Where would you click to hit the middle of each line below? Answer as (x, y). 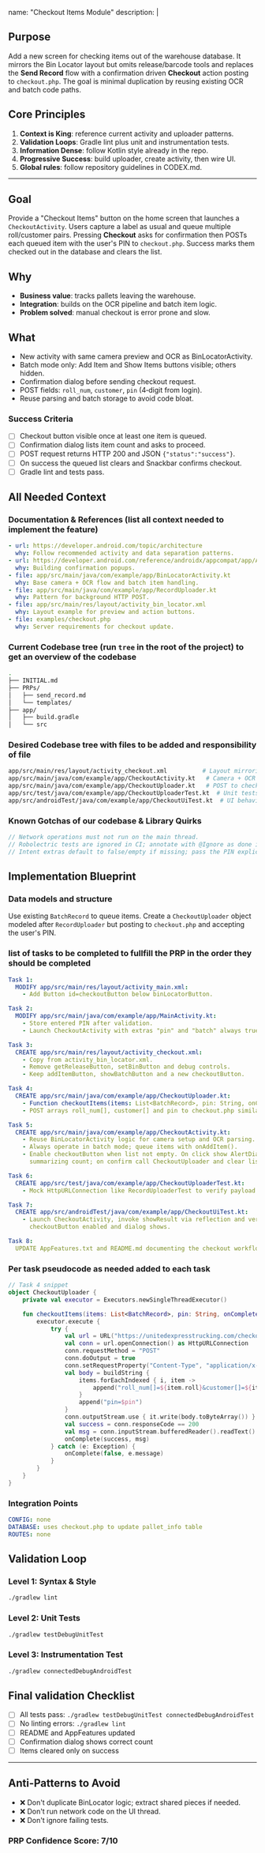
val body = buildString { (107, 1373)
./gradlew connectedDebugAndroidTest (70, 1671)
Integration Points (43, 1503)
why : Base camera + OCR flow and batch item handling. (107, 582)
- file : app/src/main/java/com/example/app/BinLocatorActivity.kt (119, 575)
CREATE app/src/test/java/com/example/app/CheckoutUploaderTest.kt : (130, 1183)
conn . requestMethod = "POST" (112, 1351)
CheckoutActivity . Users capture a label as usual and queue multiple (119, 227)
